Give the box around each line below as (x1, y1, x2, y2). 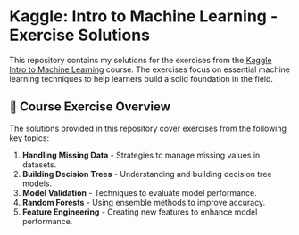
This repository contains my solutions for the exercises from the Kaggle (9, 54, 272, 65)
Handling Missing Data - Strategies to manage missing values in (21, 150, 261, 160)
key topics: (9, 132, 50, 143)
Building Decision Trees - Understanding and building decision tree (21, 168, 272, 179)
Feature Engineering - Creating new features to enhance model (21, 207, 258, 217)
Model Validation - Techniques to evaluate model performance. (21, 187, 257, 198)
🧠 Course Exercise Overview (9, 100, 171, 115)
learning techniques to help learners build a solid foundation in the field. (9, 73, 274, 84)
